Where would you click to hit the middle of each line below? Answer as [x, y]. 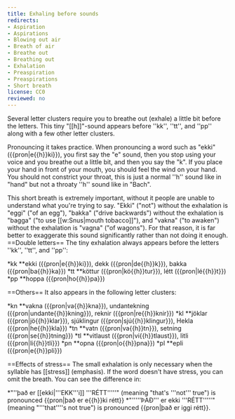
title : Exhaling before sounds [53, 14]
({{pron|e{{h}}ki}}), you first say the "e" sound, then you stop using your [112, 154]
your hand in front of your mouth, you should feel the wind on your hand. [112, 169]
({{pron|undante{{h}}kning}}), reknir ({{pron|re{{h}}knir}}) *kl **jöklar [107, 313]
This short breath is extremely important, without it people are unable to [111, 198]
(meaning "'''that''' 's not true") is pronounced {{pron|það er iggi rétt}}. [109, 407]
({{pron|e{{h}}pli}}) [35, 351]
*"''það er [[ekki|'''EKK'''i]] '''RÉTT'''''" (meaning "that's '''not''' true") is [112, 393]
